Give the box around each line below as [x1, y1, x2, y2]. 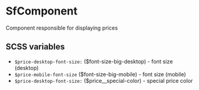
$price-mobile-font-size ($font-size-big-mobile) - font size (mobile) [14, 71, 186, 78]
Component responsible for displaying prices [5, 24, 119, 31]
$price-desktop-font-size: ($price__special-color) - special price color [14, 77, 193, 84]
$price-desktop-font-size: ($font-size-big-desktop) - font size [14, 57, 173, 65]
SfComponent [5, 4, 78, 18]
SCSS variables [5, 42, 65, 52]
